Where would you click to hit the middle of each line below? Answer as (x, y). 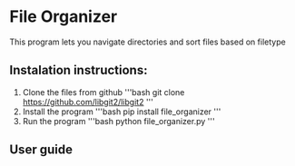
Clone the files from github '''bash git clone (103, 92)
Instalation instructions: (79, 70)
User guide (41, 150)
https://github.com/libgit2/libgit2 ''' (88, 102)
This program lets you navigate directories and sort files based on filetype (147, 42)
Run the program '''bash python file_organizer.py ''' (118, 121)
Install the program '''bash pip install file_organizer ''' (122, 112)
